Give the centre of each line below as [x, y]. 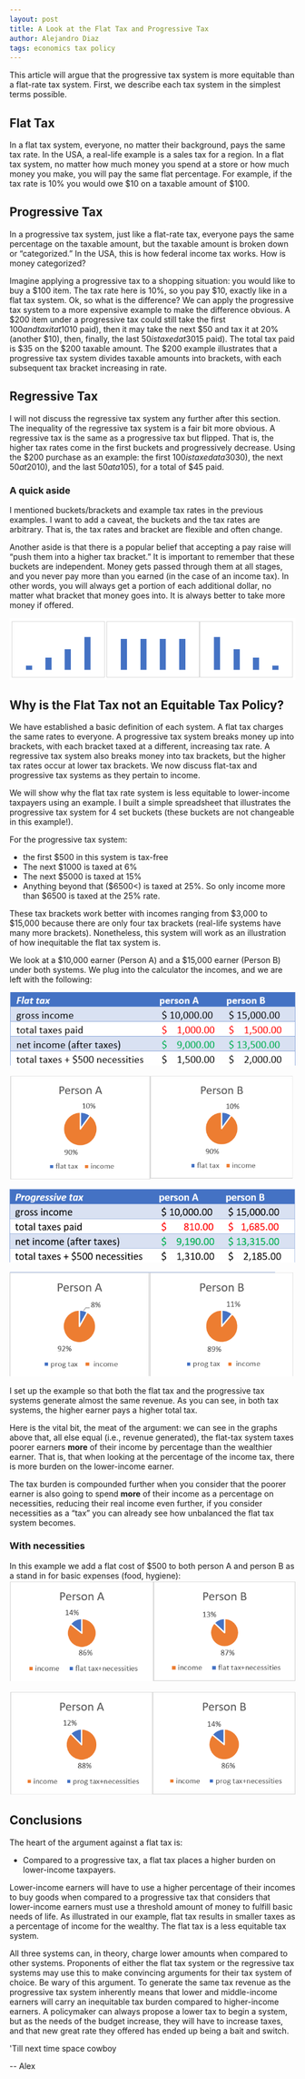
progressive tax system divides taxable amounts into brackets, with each [145, 358]
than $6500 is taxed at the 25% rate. [91, 896]
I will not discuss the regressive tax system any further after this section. [145, 418]
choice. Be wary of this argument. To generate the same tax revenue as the [150, 1982]
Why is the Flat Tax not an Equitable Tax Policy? [147, 705]
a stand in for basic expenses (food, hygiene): [95, 1576]
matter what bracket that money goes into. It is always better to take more [148, 595]
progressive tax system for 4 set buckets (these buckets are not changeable [152, 812]
